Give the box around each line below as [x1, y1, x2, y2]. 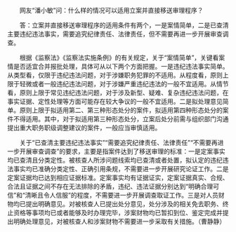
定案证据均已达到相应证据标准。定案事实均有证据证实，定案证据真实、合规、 [7, 174, 229, 182]
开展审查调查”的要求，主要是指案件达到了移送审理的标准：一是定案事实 [19, 147, 226, 156]
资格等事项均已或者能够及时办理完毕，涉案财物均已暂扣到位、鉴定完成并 [13, 209, 223, 217]
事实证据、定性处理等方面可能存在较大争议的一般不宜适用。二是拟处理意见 [7, 97, 223, 105]
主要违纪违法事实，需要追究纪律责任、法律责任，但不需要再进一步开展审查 [7, 30, 223, 38]
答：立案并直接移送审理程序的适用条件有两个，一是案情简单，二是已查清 [19, 21, 229, 29]
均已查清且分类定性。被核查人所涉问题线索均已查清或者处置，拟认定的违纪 [7, 156, 223, 164]
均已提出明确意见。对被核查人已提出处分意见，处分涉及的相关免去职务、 [13, 200, 223, 208]
